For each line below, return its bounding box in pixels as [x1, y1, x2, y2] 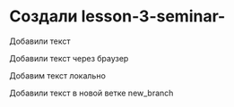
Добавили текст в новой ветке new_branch [9, 87, 174, 98]
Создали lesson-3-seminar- [9, 6, 226, 27]
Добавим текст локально [9, 70, 106, 81]
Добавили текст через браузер [9, 53, 129, 63]
